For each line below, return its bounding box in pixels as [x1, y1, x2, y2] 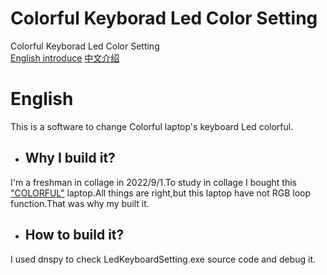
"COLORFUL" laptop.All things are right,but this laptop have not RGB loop [10, 187, 312, 199]
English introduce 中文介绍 [10, 52, 120, 64]
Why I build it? [24, 150, 116, 167]
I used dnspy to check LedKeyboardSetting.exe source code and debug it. [10, 253, 316, 265]
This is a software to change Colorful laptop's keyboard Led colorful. [10, 120, 294, 132]
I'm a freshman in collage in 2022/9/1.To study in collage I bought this [10, 176, 297, 188]
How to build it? [24, 227, 125, 244]
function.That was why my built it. [10, 197, 150, 209]
